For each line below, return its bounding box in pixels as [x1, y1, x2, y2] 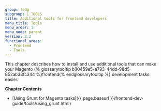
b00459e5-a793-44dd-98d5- [72, 66, 132, 72]
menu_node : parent [5, 30, 42, 34]
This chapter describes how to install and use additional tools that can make [5, 61, 157, 67]
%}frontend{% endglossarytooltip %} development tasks [36, 71, 150, 77]
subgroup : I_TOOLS [5, 12, 42, 16]
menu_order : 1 [5, 25, 34, 30]
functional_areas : [5, 39, 42, 44]
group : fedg [5, 7, 29, 12]
